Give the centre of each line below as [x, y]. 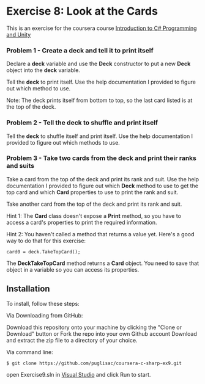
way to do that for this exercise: [46, 241]
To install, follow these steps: [43, 303]
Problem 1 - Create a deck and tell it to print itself [80, 50]
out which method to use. [39, 89]
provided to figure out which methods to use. [63, 142]
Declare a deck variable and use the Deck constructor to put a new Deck [99, 64]
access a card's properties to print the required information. [82, 222]
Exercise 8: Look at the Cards [82, 11]
